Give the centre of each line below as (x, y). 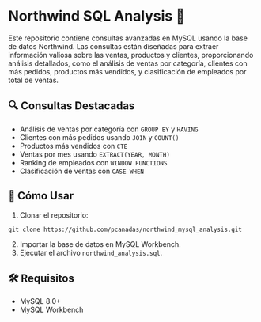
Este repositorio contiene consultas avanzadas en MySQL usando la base (128, 38)
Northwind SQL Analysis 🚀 (97, 16)
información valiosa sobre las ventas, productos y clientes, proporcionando (131, 55)
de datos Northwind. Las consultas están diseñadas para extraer (113, 46)
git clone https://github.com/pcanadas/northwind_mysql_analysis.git (125, 229)
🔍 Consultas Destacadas (72, 106)
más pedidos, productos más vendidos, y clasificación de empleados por (127, 71)
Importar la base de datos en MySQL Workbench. (100, 244)
